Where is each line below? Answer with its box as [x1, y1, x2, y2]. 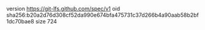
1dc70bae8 [6, 18, 35, 25]
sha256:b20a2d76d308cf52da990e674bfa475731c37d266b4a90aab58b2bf [6, 11, 199, 19]
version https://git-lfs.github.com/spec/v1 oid [6, 5, 121, 12]
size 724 [35, 18, 57, 25]
